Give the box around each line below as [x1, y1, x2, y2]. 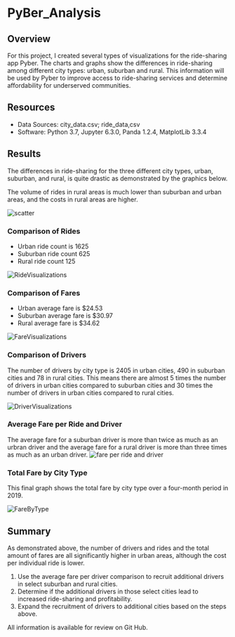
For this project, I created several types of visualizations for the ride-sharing [7, 51, 227, 60]
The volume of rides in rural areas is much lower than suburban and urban [7, 187, 222, 196]
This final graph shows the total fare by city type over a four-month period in [7, 484, 229, 492]
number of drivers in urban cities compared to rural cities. [7, 388, 174, 397]
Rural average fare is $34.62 [17, 319, 100, 328]
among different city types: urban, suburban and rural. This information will [7, 67, 224, 74]
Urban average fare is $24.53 [17, 304, 103, 313]
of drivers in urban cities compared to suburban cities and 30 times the [7, 381, 213, 389]
